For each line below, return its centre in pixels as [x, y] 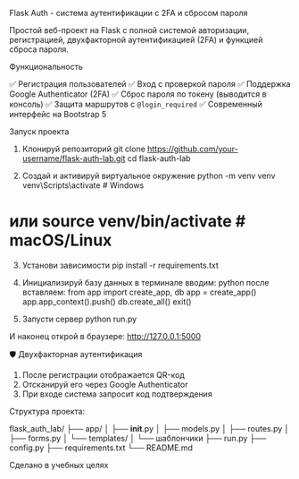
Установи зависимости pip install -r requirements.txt [120, 265]
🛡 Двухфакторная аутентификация [76, 354]
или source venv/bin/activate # [128, 222]
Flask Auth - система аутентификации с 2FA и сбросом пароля [129, 13]
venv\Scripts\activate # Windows [83, 185]
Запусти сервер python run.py [79, 319]
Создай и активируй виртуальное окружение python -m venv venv [149, 175]
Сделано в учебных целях [59, 465]
